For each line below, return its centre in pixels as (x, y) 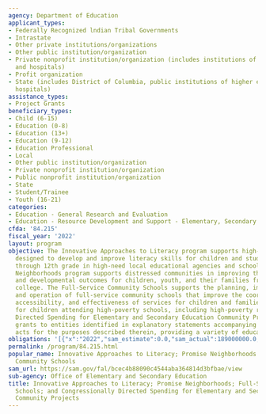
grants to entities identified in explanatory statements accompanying (136, 325)
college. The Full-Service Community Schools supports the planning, (132, 288)
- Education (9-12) (40, 141)
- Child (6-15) (33, 119)
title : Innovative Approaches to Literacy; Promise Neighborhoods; (122, 384)
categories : (28, 207)
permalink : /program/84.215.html (63, 347)
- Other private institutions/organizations (83, 45)
